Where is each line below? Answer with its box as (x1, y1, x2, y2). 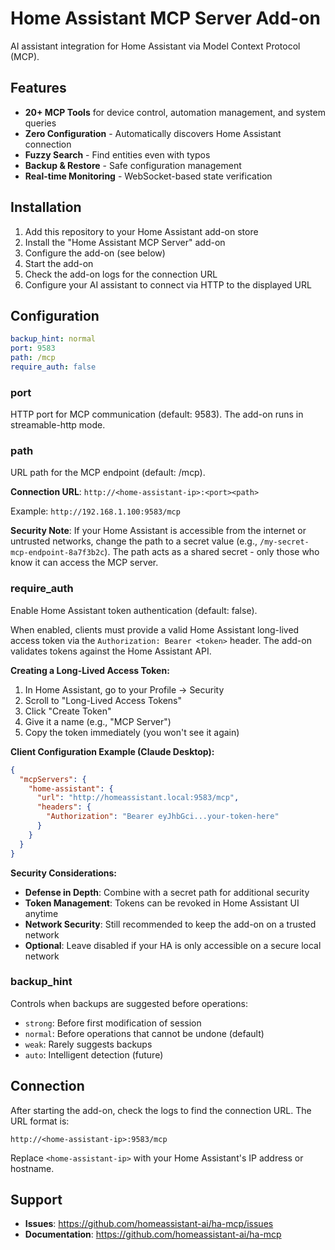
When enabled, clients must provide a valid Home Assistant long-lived (10, 623, 300, 636)
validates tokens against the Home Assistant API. (10, 645, 212, 657)
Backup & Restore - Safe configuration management (24, 159, 242, 171)
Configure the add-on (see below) (24, 247, 166, 259)
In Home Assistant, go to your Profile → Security (24, 683, 225, 696)
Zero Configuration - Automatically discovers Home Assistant (24, 127, 282, 139)
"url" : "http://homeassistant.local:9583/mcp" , (36, 793, 240, 803)
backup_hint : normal (10, 334, 97, 344)
